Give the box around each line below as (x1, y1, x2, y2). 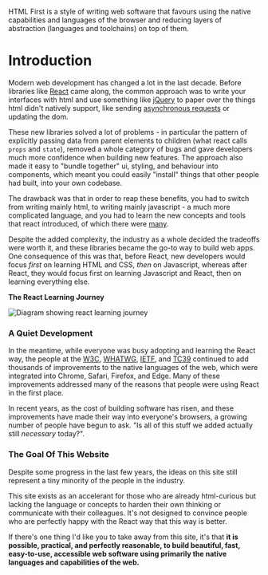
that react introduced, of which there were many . (8, 219, 169, 228)
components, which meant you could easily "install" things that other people (8, 169, 259, 179)
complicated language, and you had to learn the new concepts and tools (8, 211, 246, 220)
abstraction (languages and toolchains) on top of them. (8, 24, 189, 33)
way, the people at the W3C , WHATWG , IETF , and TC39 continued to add (8, 354, 249, 364)
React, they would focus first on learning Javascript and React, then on (8, 268, 242, 278)
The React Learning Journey (8, 292, 105, 301)
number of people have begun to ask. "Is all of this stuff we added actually (8, 420, 254, 430)
